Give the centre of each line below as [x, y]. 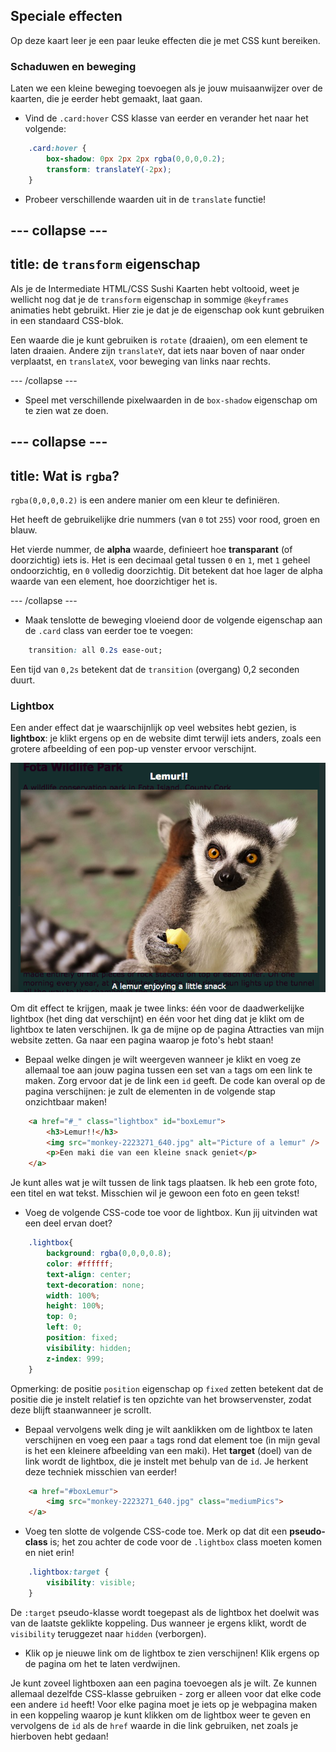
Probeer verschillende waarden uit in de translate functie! [145, 199]
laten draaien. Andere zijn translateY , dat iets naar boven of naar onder [158, 350]
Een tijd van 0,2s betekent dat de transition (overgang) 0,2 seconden [155, 669]
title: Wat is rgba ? [65, 475]
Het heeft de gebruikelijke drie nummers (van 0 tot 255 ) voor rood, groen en [165, 520]
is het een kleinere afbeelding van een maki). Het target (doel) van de [168, 1450]
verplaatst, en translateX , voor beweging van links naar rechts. [140, 361]
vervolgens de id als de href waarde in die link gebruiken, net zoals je [154, 1725]
